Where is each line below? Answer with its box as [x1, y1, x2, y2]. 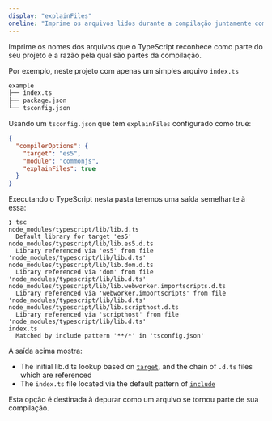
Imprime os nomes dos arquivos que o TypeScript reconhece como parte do [8, 41, 263, 51]
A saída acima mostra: [8, 346, 83, 356]
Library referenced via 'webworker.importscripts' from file [15, 289, 227, 298]
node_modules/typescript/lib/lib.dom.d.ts [8, 261, 154, 270]
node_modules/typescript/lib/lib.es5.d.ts [8, 240, 154, 248]
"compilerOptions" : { [15, 142, 89, 150]
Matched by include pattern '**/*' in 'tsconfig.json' [15, 332, 205, 340]
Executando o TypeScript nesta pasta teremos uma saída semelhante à [8, 194, 245, 204]
